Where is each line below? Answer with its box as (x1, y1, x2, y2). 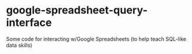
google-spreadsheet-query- (6, 4, 148, 17)
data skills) (6, 42, 32, 49)
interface (6, 16, 52, 29)
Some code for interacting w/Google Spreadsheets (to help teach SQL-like (6, 35, 187, 42)
